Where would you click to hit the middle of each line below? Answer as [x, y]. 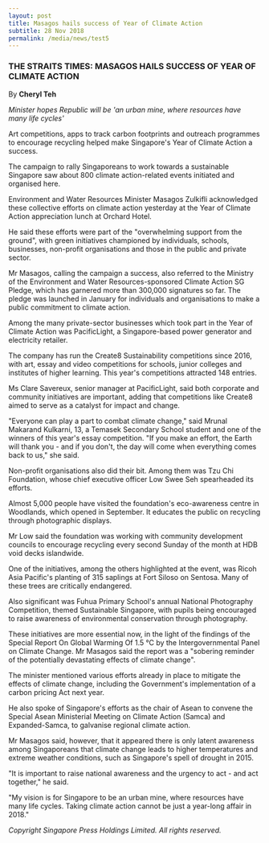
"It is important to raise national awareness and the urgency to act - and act [133, 773]
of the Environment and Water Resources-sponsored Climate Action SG [126, 282]
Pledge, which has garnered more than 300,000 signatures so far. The [124, 290]
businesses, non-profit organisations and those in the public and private [127, 249]
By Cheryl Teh [33, 94]
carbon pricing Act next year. [57, 692]
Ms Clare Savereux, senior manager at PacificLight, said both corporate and [134, 388]
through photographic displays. [60, 520]
